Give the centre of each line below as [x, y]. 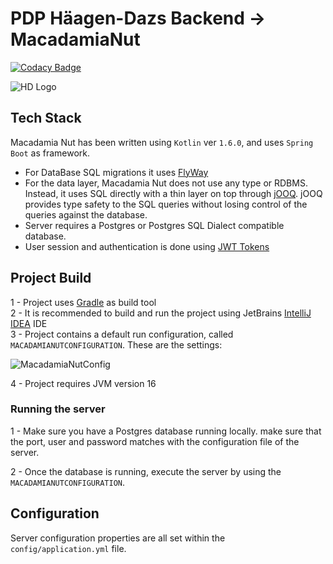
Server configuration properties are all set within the [118, 538]
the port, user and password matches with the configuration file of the [155, 441]
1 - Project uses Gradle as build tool [83, 302]
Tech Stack [46, 118]
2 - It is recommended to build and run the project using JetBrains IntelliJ [161, 313]
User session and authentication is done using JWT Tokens [147, 246]
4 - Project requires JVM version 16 [83, 383]
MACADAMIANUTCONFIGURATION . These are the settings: [116, 344]
